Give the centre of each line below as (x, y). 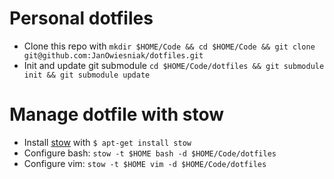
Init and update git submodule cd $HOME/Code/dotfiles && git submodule (174, 65)
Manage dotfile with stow (117, 114)
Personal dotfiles (81, 18)
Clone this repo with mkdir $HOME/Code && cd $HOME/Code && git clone (169, 46)
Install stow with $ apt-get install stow (107, 142)
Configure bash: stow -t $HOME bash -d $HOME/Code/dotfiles (150, 153)
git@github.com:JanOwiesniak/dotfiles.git (113, 55)
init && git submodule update (87, 75)
